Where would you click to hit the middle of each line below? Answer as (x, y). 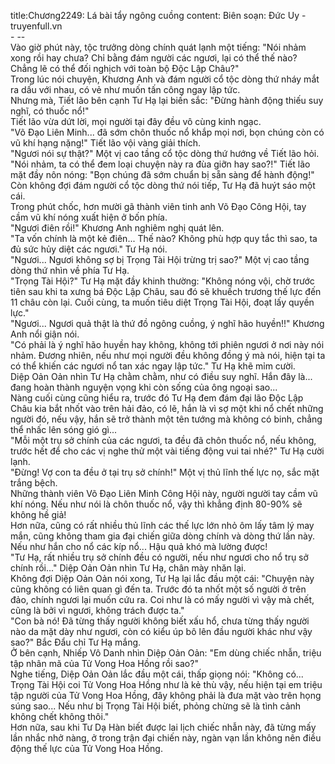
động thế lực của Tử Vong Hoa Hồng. (86, 748)
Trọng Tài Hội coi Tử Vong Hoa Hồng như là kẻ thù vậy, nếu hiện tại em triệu (166, 684)
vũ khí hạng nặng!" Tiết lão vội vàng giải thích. (105, 143)
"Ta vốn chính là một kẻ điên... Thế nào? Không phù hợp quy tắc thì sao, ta (164, 238)
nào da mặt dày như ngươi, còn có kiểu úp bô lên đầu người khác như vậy (161, 631)
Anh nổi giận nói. (45, 334)
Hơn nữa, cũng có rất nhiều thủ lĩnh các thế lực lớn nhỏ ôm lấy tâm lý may (162, 525)
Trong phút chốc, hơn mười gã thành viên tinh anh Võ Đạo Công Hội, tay (158, 206)
